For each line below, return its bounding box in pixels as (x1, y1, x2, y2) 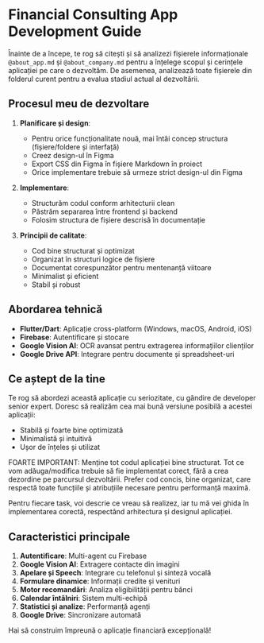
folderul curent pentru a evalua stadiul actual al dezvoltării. (8, 74, 200, 83)
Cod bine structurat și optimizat (31, 246, 135, 255)
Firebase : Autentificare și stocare (19, 332, 129, 342)
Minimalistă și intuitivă (19, 434, 93, 444)
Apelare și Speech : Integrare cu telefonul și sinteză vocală (19, 568, 212, 578)
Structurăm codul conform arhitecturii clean (31, 198, 175, 207)
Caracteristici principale (8, 530, 131, 544)
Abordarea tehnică (8, 303, 103, 316)
